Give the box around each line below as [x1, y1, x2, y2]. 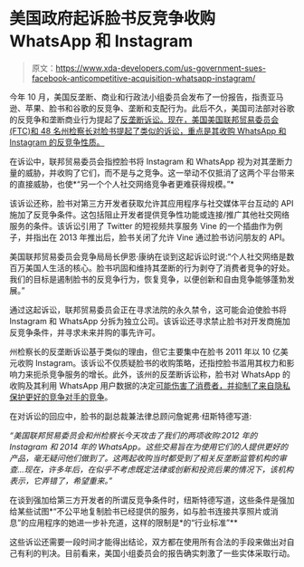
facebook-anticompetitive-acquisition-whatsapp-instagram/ [31, 72, 256, 83]
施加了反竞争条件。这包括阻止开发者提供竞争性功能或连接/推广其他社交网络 [9, 209, 290, 220]
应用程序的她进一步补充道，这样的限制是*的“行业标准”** [28, 517, 238, 528]
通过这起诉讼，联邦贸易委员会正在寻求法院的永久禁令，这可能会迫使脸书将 [9, 304, 287, 315]
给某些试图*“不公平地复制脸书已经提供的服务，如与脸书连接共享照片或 [9, 505, 271, 516]
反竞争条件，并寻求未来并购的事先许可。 [9, 327, 160, 338]
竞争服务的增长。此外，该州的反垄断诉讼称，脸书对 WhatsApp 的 [48, 369, 291, 380]
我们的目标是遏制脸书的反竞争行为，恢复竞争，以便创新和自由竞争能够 [9, 274, 271, 284]
